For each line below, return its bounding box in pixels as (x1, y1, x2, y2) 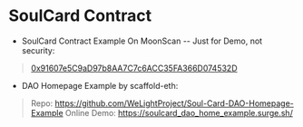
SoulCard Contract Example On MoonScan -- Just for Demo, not (21, 35, 263, 46)
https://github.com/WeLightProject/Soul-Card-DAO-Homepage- (54, 97, 294, 109)
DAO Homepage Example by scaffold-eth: (21, 80, 179, 91)
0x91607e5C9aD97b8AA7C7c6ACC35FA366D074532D (30, 63, 238, 73)
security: (21, 44, 55, 55)
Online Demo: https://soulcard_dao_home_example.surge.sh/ (65, 107, 294, 118)
